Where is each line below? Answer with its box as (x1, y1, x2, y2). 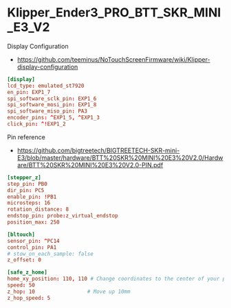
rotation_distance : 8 (7, 206, 69, 213)
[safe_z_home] (7, 269, 48, 276)
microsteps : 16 (7, 200, 51, 206)
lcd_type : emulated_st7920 (7, 82, 85, 89)
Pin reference (7, 132, 46, 141)
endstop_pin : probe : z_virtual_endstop (7, 213, 118, 220)
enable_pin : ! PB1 (7, 193, 57, 200)
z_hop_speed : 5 (7, 294, 51, 301)
